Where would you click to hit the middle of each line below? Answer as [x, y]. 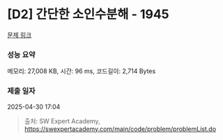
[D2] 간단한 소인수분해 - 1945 [88, 14]
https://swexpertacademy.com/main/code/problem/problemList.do [120, 129]
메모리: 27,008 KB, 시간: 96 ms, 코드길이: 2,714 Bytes [82, 71]
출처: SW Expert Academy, [62, 121]
